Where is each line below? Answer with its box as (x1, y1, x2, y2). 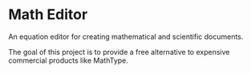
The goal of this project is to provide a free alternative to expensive (8, 47, 230, 56)
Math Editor (8, 6, 88, 24)
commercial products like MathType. (8, 56, 128, 65)
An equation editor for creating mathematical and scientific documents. (8, 32, 244, 41)
